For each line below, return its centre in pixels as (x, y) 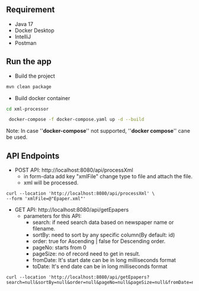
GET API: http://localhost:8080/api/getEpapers (72, 210)
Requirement (31, 10)
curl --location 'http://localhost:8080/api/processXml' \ (81, 194)
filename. (44, 229)
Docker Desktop (34, 30)
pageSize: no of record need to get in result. (86, 254)
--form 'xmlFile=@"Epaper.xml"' (46, 199)
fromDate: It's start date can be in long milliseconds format (104, 260)
